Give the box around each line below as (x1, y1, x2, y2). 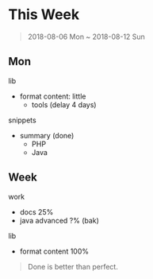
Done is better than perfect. (27, 262, 119, 271)
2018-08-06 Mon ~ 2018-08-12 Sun (27, 32, 145, 41)
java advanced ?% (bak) (19, 215, 99, 225)
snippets (8, 115, 37, 125)
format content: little (19, 91, 86, 101)
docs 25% (19, 207, 54, 216)
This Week (8, 6, 80, 24)
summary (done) (19, 130, 75, 140)
